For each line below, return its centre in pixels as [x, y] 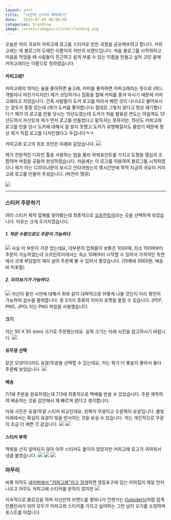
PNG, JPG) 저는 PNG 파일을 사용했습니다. [47, 306]
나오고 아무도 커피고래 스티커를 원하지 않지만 [50, 488]
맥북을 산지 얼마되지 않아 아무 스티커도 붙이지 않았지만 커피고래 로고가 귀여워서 [83, 449]
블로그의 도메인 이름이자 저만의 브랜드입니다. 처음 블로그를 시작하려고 [93, 51]
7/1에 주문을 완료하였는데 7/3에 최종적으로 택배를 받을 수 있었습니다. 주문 [78, 394]
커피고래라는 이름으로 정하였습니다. [40, 63]
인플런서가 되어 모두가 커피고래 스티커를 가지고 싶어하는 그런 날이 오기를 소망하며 [85, 506]
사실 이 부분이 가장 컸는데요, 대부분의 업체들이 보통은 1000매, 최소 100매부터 [88, 248]
